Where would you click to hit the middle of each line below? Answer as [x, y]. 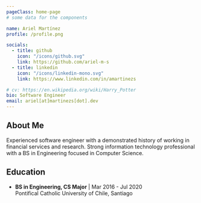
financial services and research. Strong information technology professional [101, 147]
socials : [17, 45]
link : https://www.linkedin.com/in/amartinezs [77, 79]
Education [26, 172]
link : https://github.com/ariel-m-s [63, 62]
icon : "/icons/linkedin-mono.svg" [60, 73]
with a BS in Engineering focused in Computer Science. [75, 153]
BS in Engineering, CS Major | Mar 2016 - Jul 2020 [79, 187]
